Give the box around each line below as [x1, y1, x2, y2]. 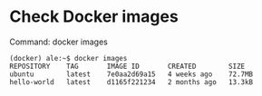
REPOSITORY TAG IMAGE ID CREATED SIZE [9, 62, 246, 71]
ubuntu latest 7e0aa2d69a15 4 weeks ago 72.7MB [9, 70, 254, 79]
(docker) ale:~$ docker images [9, 53, 128, 62]
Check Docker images [9, 6, 179, 27]
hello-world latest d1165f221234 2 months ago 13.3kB [9, 77, 254, 87]
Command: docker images [9, 36, 109, 47]
